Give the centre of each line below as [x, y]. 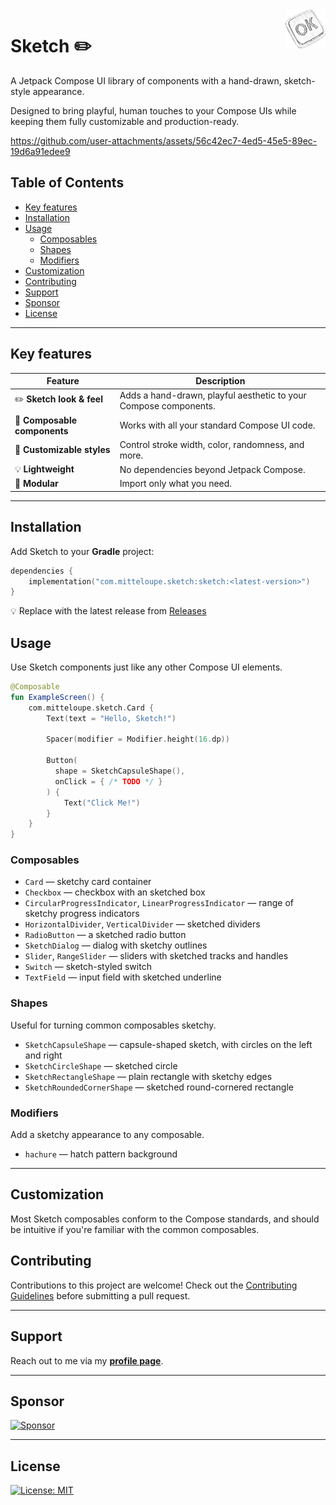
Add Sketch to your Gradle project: [82, 551]
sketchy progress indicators [82, 914]
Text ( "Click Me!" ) [102, 803]
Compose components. [167, 406]
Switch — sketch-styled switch [88, 967]
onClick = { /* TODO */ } [108, 781]
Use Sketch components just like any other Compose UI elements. [146, 667]
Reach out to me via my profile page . [87, 1360]
